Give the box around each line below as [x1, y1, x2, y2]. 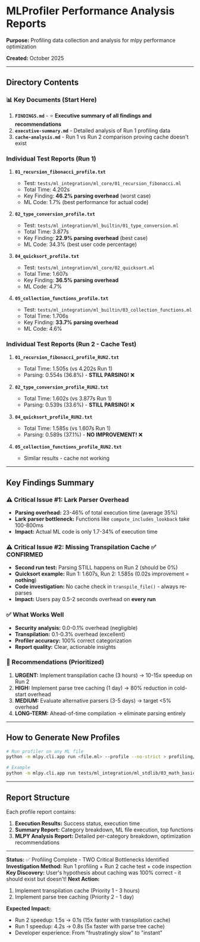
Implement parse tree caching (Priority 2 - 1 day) [14, 893, 135, 900]
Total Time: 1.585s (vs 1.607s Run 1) [23, 425, 111, 432]
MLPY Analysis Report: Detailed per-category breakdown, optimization [14, 832, 191, 839]
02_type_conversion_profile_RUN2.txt [14, 384, 109, 390]
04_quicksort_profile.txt [14, 253, 79, 259]
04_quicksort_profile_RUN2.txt [14, 414, 93, 420]
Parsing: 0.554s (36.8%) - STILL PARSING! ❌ [23, 371, 135, 378]
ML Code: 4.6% [23, 325, 62, 332]
